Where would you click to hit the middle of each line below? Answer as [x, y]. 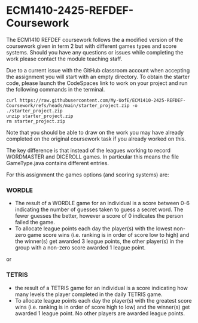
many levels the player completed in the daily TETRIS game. [89, 294]
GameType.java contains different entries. [58, 163]
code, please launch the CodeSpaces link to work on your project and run [97, 83]
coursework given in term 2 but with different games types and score [92, 46]
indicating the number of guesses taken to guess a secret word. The [99, 209]
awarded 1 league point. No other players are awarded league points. [100, 313]
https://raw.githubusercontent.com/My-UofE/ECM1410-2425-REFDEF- [103, 100]
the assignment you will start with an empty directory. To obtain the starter [98, 77]
